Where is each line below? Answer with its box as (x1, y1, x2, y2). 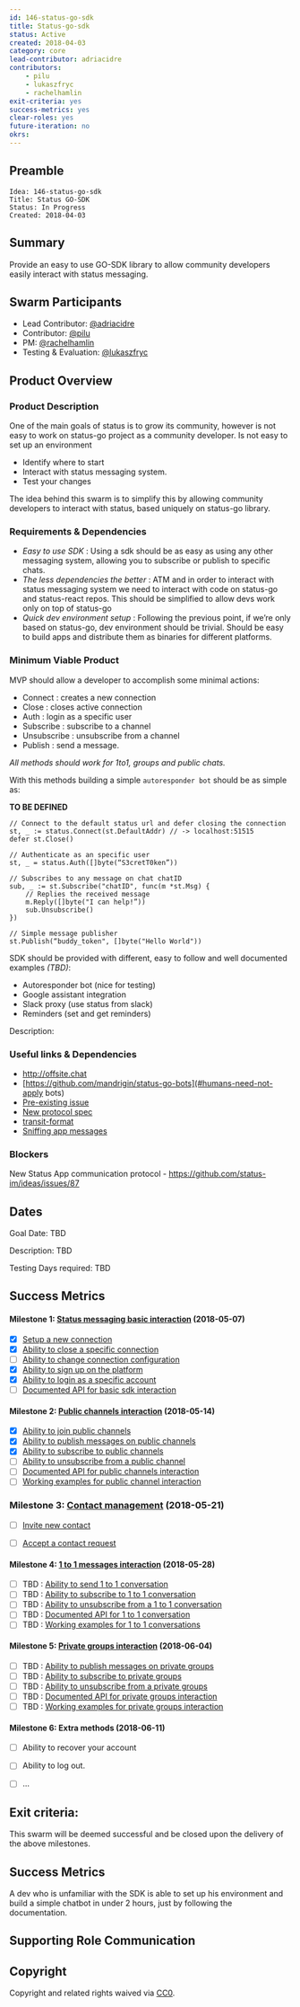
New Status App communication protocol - (9, 1169, 167, 1180)
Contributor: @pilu (21, 328, 91, 339)
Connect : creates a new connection (21, 692, 157, 703)
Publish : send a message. (21, 739, 119, 750)
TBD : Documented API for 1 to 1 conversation (21, 1609, 191, 1620)
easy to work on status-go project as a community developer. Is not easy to (9, 430, 288, 440)
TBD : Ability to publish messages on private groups (21, 1660, 215, 1671)
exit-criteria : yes (9, 96, 82, 106)
